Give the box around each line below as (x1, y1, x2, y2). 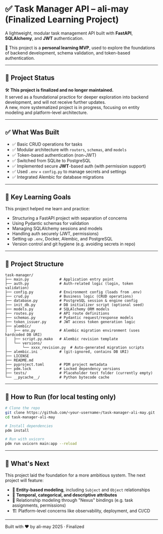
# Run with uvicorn (5, 437, 45, 442)
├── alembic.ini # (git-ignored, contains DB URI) (5, 350, 130, 354)
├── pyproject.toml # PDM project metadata (5, 362, 108, 367)
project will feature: (5, 477, 44, 483)
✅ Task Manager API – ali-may (5, 3, 129, 15)
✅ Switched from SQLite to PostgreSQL (12, 157, 91, 164)
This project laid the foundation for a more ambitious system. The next (5, 472, 146, 478)
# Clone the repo (5, 405, 40, 410)
